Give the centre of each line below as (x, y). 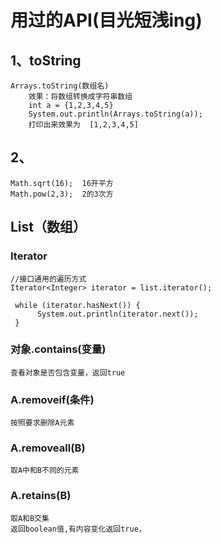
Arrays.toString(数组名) (60, 86)
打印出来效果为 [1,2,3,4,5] (83, 125)
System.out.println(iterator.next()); (117, 314)
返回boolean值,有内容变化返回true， (78, 529)
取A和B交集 (30, 518)
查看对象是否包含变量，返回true (68, 372)
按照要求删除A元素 (42, 423)
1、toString (46, 60)
